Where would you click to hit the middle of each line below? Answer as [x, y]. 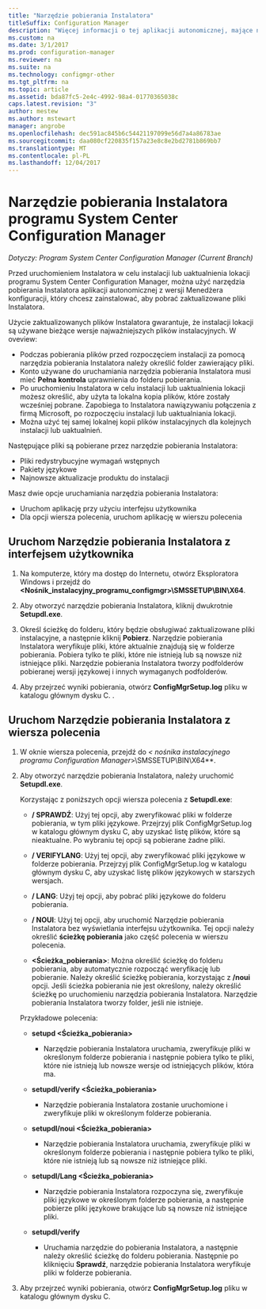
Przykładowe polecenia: [59, 1018]
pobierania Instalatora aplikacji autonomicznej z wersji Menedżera [116, 290]
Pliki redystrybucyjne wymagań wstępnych [89, 461]
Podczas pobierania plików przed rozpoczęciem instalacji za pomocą [132, 354]
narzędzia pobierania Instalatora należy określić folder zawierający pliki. [137, 363]
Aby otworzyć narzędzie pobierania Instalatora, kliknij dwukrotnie [126, 605]
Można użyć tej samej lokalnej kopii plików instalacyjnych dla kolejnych [135, 422]
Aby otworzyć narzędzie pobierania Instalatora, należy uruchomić [127, 775]
